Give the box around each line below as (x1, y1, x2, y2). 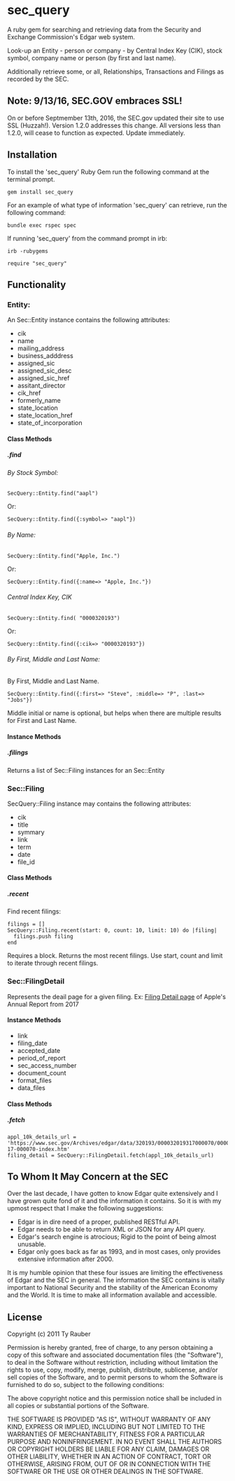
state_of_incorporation (17, 419, 83, 427)
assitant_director (17, 381, 66, 390)
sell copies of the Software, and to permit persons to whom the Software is (7, 1373, 224, 1382)
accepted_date (17, 1046, 61, 1054)
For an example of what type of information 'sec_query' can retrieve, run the (7, 200, 227, 209)
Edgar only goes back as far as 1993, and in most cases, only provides (17, 1248, 221, 1256)
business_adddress (17, 352, 73, 360)
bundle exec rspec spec (7, 221, 77, 229)
